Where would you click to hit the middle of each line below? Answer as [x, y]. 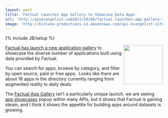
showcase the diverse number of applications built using [63, 53]
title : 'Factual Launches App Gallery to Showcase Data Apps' [71, 15]
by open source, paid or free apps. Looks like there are [62, 74]
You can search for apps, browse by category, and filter [62, 68]
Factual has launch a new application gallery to [53, 48]
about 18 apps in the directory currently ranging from [60, 79]
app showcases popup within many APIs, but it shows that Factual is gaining [84, 99]
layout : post [19, 10]
